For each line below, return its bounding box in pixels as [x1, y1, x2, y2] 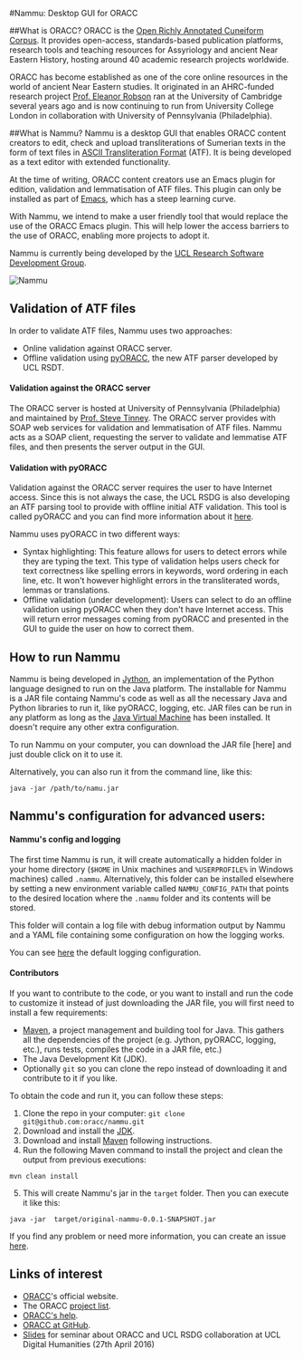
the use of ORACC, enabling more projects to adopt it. [9, 230, 210, 241]
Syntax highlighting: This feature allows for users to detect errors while [22, 546, 288, 557]
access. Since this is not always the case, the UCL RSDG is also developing [9, 492, 290, 503]
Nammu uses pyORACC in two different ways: [9, 529, 181, 540]
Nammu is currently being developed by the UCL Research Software [9, 248, 264, 258]
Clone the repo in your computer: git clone [22, 1107, 185, 1118]
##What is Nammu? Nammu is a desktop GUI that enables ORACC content [9, 128, 287, 139]
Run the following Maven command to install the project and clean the [22, 1144, 283, 1155]
